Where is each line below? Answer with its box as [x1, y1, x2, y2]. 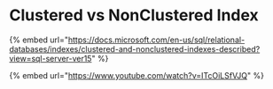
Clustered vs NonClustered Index [9, 5, 259, 26]
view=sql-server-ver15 [9, 53, 92, 63]
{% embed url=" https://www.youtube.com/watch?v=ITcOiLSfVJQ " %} [9, 70, 264, 80]
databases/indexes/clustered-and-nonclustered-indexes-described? [9, 43, 261, 54]
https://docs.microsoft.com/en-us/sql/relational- [67, 34, 246, 45]
